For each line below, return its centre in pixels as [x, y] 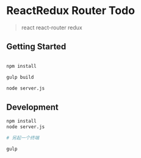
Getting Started [36, 47]
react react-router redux [52, 27]
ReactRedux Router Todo [71, 11]
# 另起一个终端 [23, 138]
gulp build [20, 77]
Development [33, 107]
